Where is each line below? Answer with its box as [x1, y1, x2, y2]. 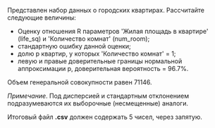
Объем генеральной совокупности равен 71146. [7, 78, 153, 87]
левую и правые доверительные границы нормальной [17, 57, 183, 65]
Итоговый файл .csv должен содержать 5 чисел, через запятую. [7, 113, 203, 121]
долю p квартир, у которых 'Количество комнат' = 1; [17, 49, 176, 58]
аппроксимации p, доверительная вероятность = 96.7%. [17, 65, 189, 72]
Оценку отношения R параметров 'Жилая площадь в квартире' [17, 27, 209, 35]
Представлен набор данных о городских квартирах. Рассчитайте [7, 6, 204, 14]
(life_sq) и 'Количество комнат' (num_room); [17, 34, 150, 43]
